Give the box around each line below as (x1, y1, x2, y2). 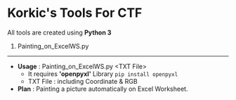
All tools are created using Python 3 (7, 28, 112, 37)
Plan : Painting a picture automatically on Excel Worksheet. (17, 85, 188, 93)
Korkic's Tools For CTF (7, 5, 143, 21)
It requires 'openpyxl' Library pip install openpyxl (27, 69, 178, 78)
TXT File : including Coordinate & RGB (27, 77, 138, 85)
